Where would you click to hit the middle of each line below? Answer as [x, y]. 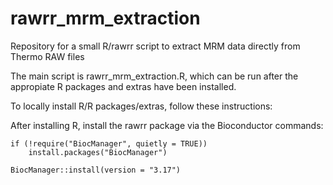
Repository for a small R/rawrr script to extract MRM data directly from [155, 46]
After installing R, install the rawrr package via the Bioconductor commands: [167, 125]
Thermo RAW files [47, 56]
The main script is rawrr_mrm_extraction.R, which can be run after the [154, 76]
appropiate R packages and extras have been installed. [123, 86]
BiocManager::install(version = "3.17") [96, 170]
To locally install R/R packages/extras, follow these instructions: [141, 106]
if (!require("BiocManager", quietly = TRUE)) [109, 143]
